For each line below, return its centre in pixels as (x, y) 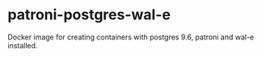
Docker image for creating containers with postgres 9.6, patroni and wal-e (131, 37)
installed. (23, 45)
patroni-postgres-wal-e (89, 15)
